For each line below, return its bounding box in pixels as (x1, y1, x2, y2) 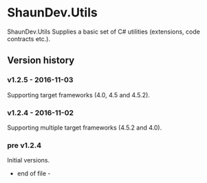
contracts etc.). (7, 34, 50, 42)
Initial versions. (7, 156, 50, 164)
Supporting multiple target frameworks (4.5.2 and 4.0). (7, 123, 162, 132)
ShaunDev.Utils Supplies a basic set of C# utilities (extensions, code (7, 27, 201, 36)
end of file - (17, 169, 51, 178)
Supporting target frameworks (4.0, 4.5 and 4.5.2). (7, 90, 150, 99)
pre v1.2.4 (7, 141, 42, 150)
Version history (7, 55, 75, 66)
